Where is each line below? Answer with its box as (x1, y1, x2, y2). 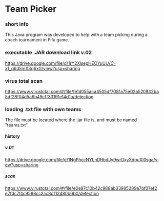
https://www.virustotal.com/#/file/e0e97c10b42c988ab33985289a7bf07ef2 (5, 185, 158, 191)
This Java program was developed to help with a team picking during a (5, 32, 148, 37)
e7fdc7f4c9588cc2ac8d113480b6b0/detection (5, 190, 99, 196)
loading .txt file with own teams (5, 106, 82, 112)
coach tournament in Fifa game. (5, 37, 69, 43)
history (5, 133, 20, 139)
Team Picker (5, 3, 57, 15)
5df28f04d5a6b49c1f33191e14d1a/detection (5, 94, 94, 100)
